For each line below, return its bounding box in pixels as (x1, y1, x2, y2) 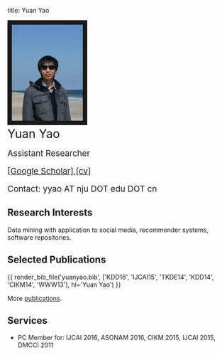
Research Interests (7, 206, 93, 219)
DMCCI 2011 (17, 341, 54, 349)
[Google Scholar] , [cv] (7, 166, 91, 176)
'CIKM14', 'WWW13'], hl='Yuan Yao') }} (7, 280, 122, 289)
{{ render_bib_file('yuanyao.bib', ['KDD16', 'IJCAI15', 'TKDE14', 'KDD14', (7, 272, 214, 281)
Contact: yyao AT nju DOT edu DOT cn (7, 184, 157, 194)
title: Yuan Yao (7, 6, 50, 14)
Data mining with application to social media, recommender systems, (7, 226, 209, 234)
